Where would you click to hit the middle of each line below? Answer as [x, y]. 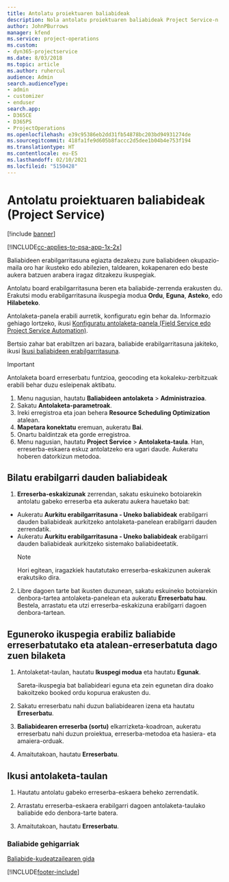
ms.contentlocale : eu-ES [42, 154]
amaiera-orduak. [40, 741]
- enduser [21, 103]
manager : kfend [29, 33]
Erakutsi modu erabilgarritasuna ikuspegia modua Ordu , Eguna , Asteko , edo [115, 295]
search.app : [24, 109]
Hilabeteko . [24, 303]
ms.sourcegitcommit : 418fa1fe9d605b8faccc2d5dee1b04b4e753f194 [99, 141]
